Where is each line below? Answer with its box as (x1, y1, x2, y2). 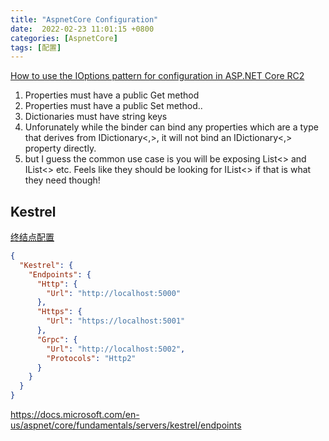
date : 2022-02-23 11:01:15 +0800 (10, 24, 155, 34)
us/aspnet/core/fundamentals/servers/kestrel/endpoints (10, 419, 242, 431)
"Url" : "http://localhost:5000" (46, 288, 182, 298)
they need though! (24, 174, 101, 186)
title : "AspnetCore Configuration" (10, 14, 159, 25)
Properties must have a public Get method (24, 89, 200, 101)
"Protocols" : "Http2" (46, 353, 137, 363)
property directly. (24, 142, 97, 155)
